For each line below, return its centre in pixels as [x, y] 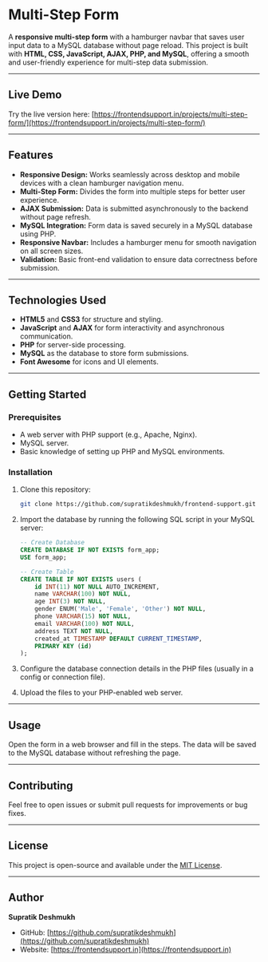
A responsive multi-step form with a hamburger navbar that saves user [126, 37]
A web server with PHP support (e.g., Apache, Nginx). [108, 435]
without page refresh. [55, 216]
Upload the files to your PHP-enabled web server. [101, 693]
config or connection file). [62, 677]
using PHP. [38, 234]
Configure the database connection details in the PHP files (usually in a [136, 669]
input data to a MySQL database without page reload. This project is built [128, 45]
